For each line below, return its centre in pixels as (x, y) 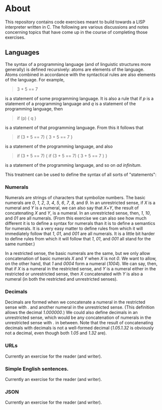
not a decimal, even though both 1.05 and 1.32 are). (56, 333)
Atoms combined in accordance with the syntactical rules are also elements (80, 74)
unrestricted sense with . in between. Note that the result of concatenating (79, 323)
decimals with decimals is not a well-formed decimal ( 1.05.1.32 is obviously (79, 328)
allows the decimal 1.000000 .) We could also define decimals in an (71, 313)
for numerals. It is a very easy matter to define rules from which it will (74, 229)
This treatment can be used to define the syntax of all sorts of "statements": (81, 174)
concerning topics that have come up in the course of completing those (76, 32)
